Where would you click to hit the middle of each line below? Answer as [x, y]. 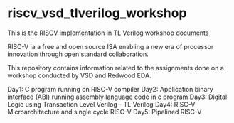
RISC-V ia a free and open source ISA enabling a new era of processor [111, 46]
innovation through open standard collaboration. [78, 54]
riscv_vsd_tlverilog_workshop [97, 13]
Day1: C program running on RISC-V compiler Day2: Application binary [110, 89]
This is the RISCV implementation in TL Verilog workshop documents [108, 33]
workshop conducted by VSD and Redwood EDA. [79, 75]
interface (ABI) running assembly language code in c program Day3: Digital [117, 97]
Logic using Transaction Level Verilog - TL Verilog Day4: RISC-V [101, 104]
